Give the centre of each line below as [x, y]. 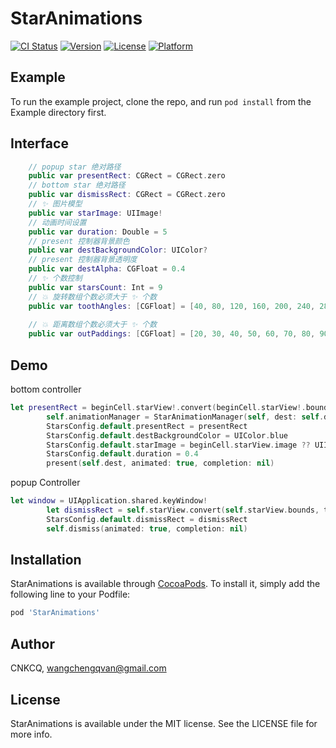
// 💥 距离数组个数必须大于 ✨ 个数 [93, 325]
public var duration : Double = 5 [98, 232]
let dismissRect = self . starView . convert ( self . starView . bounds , [183, 510]
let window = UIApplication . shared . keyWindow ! [109, 501]
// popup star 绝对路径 [75, 167]
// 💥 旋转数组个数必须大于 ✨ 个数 [93, 297]
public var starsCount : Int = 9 [95, 287]
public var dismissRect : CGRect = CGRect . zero [127, 195]
